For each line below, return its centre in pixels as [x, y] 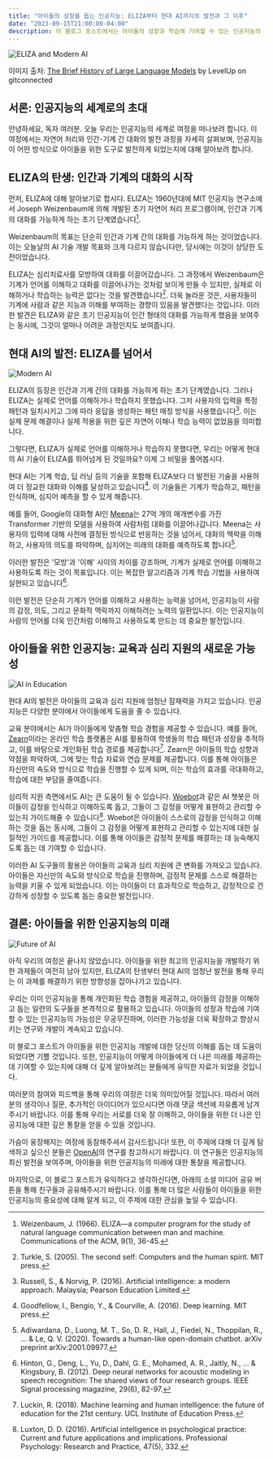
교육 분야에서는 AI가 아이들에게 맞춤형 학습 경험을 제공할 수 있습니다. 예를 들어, [133, 728]
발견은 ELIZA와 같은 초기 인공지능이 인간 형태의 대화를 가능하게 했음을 [127, 315]
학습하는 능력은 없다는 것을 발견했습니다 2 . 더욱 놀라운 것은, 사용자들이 [147, 294]
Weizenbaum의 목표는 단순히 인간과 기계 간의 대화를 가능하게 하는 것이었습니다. [135, 236]
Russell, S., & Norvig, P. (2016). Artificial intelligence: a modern [125, 1281]
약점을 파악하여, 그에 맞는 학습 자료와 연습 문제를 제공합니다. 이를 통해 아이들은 [133, 759]
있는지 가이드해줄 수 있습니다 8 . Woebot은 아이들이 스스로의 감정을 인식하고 [127, 817]
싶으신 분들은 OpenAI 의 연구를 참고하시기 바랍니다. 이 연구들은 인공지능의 [146, 1151]
